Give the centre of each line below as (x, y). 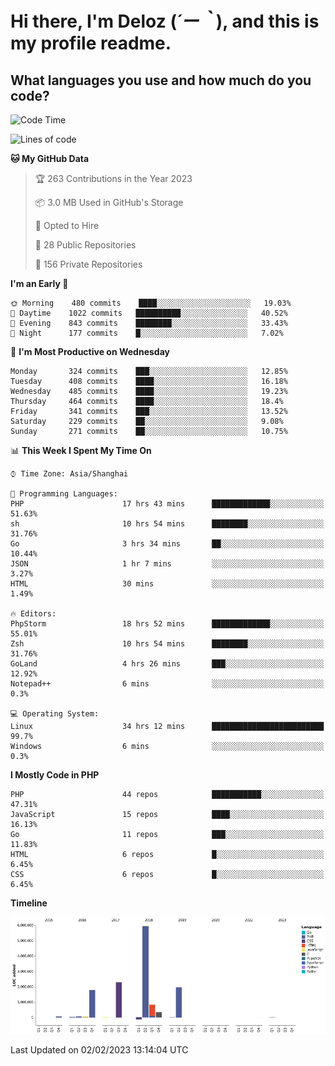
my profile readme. (91, 43)
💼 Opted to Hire (67, 225)
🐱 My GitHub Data (50, 158)
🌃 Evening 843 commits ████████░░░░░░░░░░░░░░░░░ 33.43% (149, 323)
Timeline (29, 903)
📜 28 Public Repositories (85, 245)
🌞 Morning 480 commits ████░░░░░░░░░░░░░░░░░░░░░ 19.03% (151, 303)
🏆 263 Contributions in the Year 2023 (113, 178)
